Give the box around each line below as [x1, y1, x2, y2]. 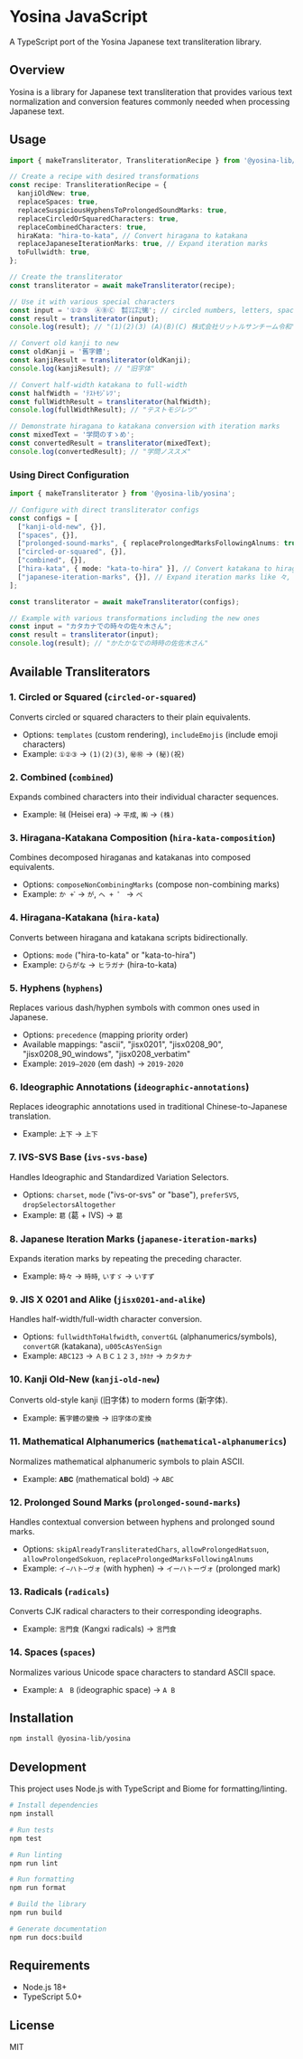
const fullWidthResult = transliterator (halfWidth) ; [9, 397, 212, 406]
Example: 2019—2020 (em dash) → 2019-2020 [22, 1058, 184, 1069]
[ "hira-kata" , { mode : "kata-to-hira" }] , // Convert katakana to [17, 564, 272, 573]
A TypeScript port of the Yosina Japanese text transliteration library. [9, 36, 262, 47]
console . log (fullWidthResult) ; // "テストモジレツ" [9, 405, 198, 415]
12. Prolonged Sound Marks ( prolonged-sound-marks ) [9, 1496, 241, 1508]
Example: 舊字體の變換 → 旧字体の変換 [22, 1412, 152, 1423]
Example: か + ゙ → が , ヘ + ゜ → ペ [22, 889, 143, 900]
